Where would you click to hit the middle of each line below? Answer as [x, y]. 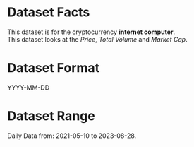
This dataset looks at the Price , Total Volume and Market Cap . [98, 39]
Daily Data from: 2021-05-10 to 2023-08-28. [72, 136]
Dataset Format [54, 68]
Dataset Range [51, 116]
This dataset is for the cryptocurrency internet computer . [91, 32]
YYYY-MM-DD [29, 87]
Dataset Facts [49, 12]
